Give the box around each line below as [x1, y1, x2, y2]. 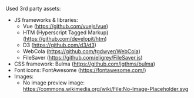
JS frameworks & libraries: [14, 17, 79, 23]
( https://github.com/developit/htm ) [22, 35, 107, 42]
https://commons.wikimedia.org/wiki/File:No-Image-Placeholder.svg [22, 86, 189, 92]
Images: [14, 73, 34, 80]
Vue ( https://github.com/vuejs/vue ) [22, 23, 109, 30]
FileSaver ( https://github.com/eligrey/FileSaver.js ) [22, 54, 143, 61]
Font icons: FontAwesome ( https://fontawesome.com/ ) [14, 67, 146, 73]
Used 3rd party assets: [5, 5, 61, 12]
